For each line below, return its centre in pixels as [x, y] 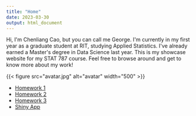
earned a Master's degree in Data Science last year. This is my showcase [96, 52]
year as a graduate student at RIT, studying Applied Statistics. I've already [97, 46]
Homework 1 [30, 88]
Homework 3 [31, 101]
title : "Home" [24, 12]
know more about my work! [40, 65]
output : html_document [34, 23]
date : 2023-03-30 [28, 17]
